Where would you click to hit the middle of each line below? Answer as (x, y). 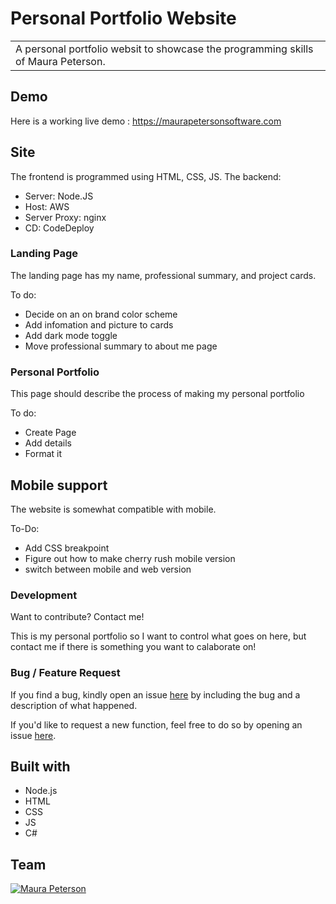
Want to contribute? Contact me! (77, 617)
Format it (43, 454)
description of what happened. (74, 705)
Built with (40, 766)
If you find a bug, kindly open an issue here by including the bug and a (155, 694)
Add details (48, 443)
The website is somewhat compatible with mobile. (113, 509)
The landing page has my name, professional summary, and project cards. (163, 275)
